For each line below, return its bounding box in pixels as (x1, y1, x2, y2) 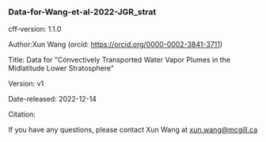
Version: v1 (8, 79, 44, 89)
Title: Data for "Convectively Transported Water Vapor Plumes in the (8, 55, 231, 65)
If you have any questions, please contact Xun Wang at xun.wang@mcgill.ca (8, 125, 258, 135)
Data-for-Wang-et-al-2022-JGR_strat (8, 6, 157, 17)
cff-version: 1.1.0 (8, 25, 62, 34)
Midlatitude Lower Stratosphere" (8, 63, 115, 73)
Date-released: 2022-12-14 (8, 94, 97, 104)
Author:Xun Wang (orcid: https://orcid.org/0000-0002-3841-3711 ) (8, 40, 223, 49)
